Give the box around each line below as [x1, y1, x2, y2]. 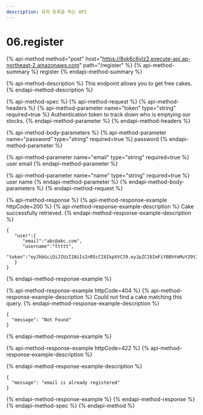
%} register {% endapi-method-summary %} [31, 68, 143, 75]
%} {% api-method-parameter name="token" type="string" [28, 104, 176, 111]
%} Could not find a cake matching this [85, 293, 182, 300]
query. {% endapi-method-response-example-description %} [6, 299, 160, 307]
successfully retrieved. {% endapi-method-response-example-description [6, 209, 192, 216]
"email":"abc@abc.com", [22, 237, 83, 244]
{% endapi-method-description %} [6, 86, 94, 93]
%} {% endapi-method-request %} [36, 184, 123, 191]
